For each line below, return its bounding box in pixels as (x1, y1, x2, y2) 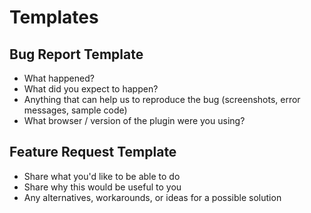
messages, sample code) (23, 104, 128, 116)
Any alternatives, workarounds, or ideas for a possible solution (23, 191, 282, 203)
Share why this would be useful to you (23, 181, 182, 193)
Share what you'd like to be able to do (23, 170, 181, 182)
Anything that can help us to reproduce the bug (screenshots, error (23, 94, 301, 105)
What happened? (23, 72, 95, 84)
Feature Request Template (9, 144, 177, 161)
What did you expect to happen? (23, 83, 159, 95)
